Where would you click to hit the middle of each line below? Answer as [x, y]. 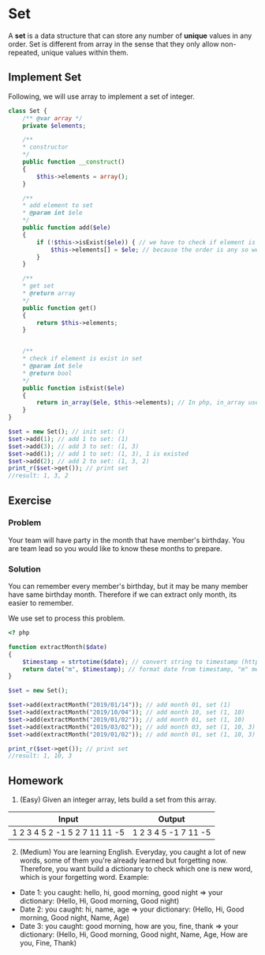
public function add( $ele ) [67, 228]
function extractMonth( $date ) [58, 647]
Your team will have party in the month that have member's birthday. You [127, 540]
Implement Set [45, 77]
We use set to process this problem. [67, 618]
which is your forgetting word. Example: [84, 878]
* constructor [45, 147]
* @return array [49, 293]
